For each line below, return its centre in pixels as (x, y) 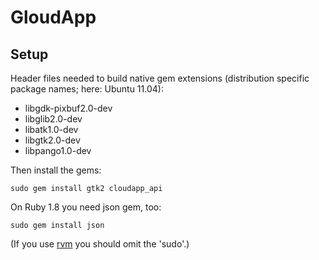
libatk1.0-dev (51, 129)
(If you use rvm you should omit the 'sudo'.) (100, 244)
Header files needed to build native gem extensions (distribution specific (160, 78)
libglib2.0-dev (53, 119)
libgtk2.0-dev (52, 140)
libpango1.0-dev (58, 150)
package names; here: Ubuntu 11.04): (87, 89)
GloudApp (53, 17)
